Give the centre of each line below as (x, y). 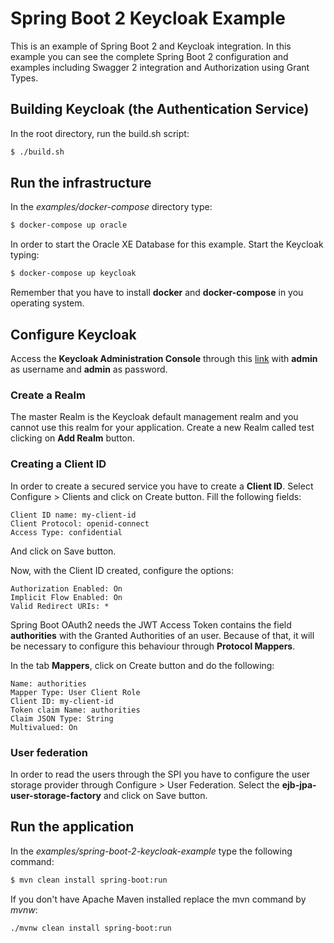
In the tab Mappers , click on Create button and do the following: (142, 665)
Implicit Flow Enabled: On (66, 597)
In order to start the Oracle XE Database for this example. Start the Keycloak (167, 244)
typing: (25, 255)
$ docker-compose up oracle (69, 225)
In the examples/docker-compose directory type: (111, 207)
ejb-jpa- (299, 784)
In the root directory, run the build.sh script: (100, 133)
